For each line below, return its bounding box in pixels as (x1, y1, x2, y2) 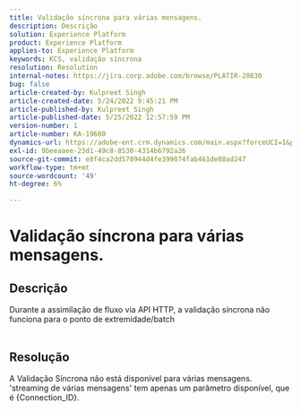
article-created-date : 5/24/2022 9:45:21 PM (9, 96, 178, 106)
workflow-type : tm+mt (9, 163, 90, 172)
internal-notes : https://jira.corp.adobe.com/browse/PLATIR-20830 (9, 72, 262, 81)
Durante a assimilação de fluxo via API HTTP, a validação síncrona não (9, 304, 271, 315)
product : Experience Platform (9, 38, 123, 47)
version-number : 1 (9, 122, 78, 131)
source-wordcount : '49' (9, 171, 99, 180)
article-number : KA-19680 (9, 130, 106, 139)
